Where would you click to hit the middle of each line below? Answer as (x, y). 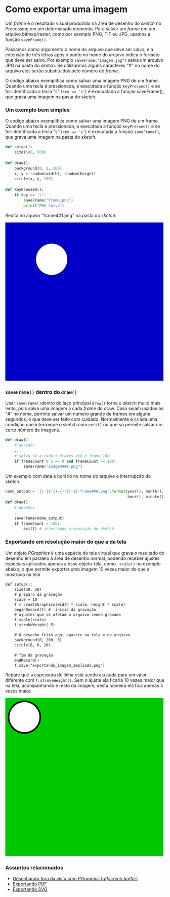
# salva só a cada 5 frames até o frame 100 (62, 456)
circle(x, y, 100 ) (34, 179)
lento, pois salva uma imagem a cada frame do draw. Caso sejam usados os (84, 409)
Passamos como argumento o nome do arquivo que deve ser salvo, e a (79, 49)
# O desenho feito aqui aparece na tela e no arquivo (72, 635)
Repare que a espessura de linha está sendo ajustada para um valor (76, 675)
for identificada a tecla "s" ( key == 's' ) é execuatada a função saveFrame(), (85, 91)
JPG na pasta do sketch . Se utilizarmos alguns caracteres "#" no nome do (82, 65)
